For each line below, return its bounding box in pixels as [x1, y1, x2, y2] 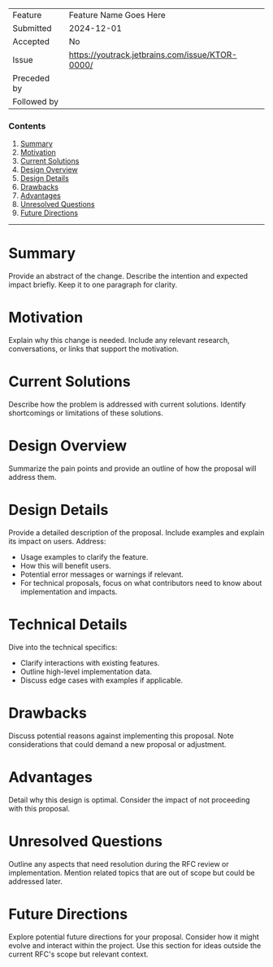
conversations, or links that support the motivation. [8, 344, 179, 354]
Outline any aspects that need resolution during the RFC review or [8, 859, 229, 868]
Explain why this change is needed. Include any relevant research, [8, 336, 230, 345]
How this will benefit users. [19, 560, 111, 570]
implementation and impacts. [19, 587, 118, 596]
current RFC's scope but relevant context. [8, 949, 149, 959]
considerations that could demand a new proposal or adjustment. [8, 739, 227, 749]
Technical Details [8, 615, 128, 634]
